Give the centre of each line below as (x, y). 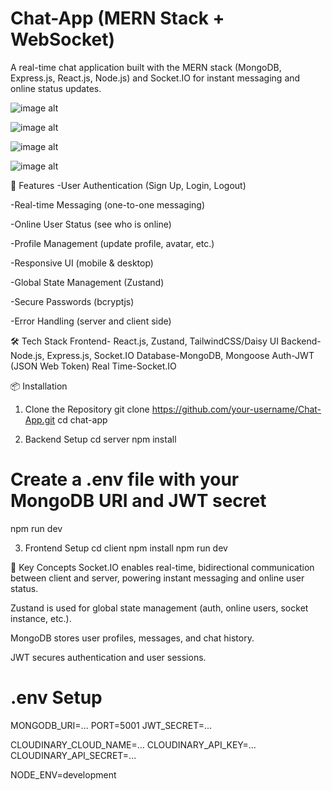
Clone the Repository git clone (87, 409)
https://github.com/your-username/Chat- (236, 409)
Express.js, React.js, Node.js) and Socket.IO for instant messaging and (155, 78)
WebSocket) (63, 39)
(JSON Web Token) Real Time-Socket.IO (93, 366)
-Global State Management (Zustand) (87, 282)
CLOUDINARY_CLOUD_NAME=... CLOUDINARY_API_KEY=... (133, 744)
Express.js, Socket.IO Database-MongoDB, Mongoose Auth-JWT (180, 355)
